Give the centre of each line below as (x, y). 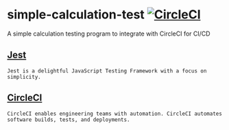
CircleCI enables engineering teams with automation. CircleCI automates (115, 114)
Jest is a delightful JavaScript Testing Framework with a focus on (107, 71)
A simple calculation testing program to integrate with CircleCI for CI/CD (109, 34)
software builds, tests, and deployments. (69, 120)
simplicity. (24, 77)
